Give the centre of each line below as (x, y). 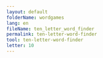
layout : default (27, 12)
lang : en (17, 23)
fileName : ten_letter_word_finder (51, 29)
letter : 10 (20, 46)
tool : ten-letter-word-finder (45, 40)
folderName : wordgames (35, 18)
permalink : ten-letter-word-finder (52, 34)
